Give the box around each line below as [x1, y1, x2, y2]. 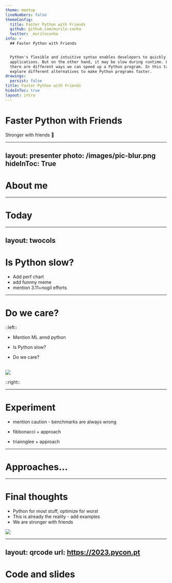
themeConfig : [5, 17, 33, 22]
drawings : [5, 74, 27, 79]
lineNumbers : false [5, 12, 47, 17]
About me [5, 180, 48, 192]
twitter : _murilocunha [10, 31, 58, 36]
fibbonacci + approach [12, 429, 61, 435]
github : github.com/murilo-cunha [10, 27, 81, 32]
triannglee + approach [12, 439, 60, 445]
